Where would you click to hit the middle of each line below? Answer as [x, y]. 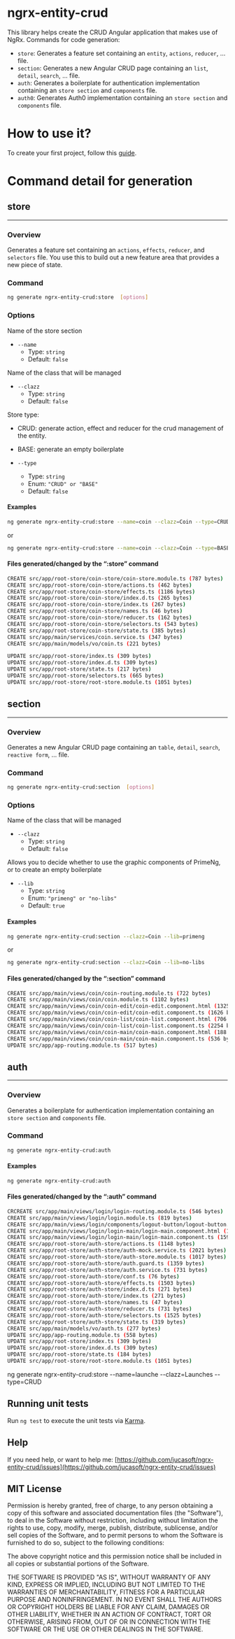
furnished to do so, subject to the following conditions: [86, 1543]
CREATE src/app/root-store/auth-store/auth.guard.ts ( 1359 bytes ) [106, 1264]
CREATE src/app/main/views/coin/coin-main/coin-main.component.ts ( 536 [114, 1039]
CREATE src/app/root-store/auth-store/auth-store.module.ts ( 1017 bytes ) [117, 1257]
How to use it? [49, 134]
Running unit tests [48, 1404]
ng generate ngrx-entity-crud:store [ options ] [78, 298]
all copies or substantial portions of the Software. [78, 1563]
